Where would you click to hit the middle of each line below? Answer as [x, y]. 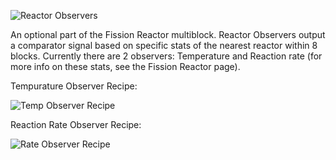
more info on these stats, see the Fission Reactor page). [125, 66]
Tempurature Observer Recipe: [74, 86]
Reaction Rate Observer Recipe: [76, 124]
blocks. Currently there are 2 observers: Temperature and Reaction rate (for [166, 56]
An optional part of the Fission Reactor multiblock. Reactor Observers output [168, 34]
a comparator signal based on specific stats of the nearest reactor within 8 [164, 45]
